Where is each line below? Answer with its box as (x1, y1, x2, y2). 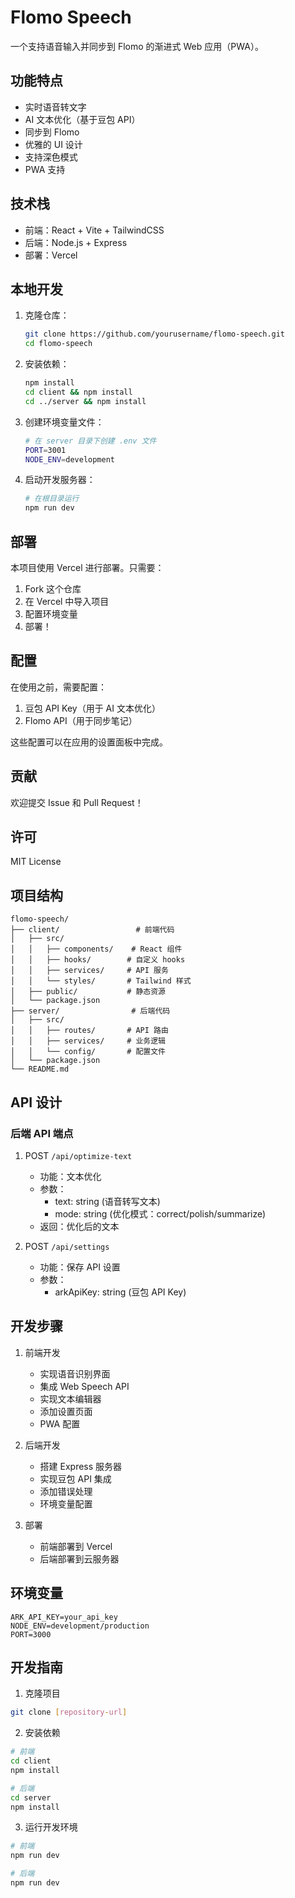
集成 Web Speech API (39, 1380, 130, 1392)
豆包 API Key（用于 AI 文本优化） (24, 702, 161, 714)
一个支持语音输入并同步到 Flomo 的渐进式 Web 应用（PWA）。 (10, 40, 264, 52)
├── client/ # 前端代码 (10, 925, 175, 935)
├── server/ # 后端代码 (10, 1006, 171, 1016)
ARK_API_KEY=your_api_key (10, 1612, 118, 1622)
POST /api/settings (24, 1240, 110, 1252)
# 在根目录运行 (24, 494, 80, 504)
